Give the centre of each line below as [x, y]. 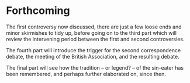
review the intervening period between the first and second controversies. [95, 39]
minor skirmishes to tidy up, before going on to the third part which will [91, 33]
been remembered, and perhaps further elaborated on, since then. [86, 74]
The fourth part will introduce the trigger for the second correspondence [94, 50]
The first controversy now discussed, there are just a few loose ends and [94, 27]
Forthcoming [38, 11]
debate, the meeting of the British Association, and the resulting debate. [93, 56]
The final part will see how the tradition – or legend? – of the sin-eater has [95, 67]
